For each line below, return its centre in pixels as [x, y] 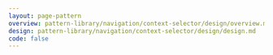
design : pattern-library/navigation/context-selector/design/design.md [132, 31]
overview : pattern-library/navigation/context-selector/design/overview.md [139, 23]
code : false [28, 38]
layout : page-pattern [45, 16]
